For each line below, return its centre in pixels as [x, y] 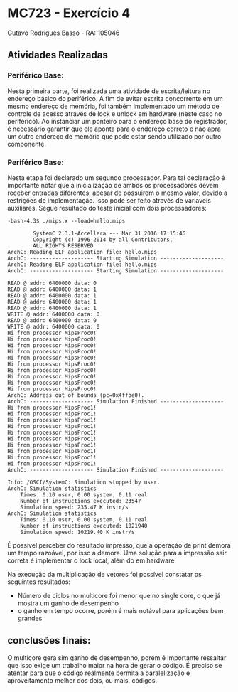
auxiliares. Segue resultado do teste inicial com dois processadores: [107, 208]
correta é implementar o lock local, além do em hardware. [92, 560]
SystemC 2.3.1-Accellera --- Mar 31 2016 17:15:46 [109, 233]
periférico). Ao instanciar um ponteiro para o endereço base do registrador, [118, 121]
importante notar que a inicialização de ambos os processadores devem [113, 185]
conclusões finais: [49, 640]
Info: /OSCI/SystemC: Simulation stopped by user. [84, 482]
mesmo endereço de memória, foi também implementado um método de [113, 106]
